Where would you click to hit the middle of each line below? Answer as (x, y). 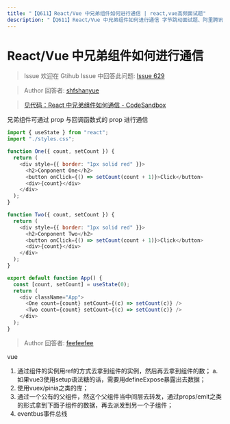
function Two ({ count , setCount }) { (61, 215)
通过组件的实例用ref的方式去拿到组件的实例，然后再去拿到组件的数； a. (117, 371)
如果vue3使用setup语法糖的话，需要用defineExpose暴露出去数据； (112, 379)
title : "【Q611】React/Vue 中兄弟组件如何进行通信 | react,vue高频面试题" (107, 13)
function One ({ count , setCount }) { (61, 151)
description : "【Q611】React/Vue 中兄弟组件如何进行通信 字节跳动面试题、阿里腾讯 (115, 20)
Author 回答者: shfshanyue (61, 90)
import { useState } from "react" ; (58, 133)
